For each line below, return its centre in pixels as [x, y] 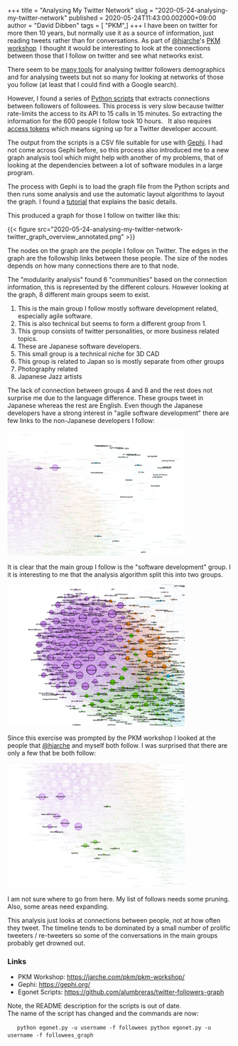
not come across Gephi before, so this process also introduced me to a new [118, 150]
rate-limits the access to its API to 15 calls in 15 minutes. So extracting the [115, 114]
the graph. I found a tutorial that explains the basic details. [92, 202]
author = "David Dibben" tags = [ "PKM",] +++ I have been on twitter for [113, 25]
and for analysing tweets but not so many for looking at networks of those [115, 77]
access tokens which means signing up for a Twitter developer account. [113, 129]
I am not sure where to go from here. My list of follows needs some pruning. [118, 899]
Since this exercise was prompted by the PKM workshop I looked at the [112, 738]
